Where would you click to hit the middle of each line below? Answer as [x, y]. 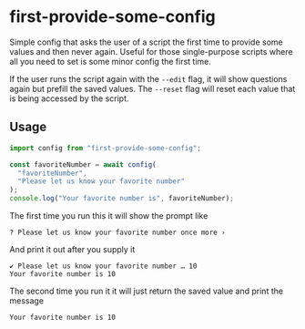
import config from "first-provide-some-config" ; [106, 148]
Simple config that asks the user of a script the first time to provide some [147, 42]
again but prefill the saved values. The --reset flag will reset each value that [152, 88]
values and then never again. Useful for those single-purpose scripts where [151, 51]
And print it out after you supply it [72, 249]
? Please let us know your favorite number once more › [117, 232]
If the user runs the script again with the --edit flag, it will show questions [148, 78]
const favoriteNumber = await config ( [83, 164]
